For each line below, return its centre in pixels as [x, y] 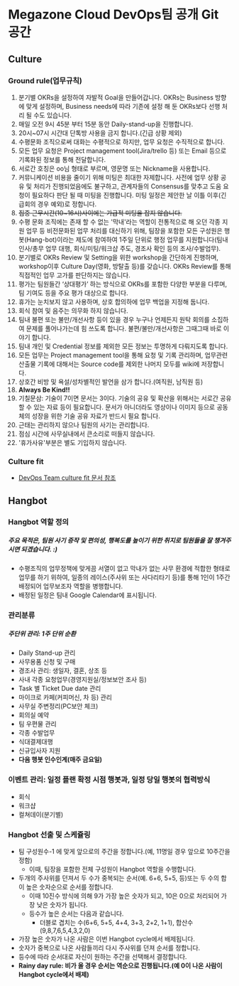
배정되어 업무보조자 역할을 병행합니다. [71, 586]
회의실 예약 [34, 715]
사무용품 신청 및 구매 [47, 662]
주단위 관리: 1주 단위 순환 [42, 633]
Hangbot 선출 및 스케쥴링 [49, 835]
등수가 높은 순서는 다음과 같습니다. [76, 913]
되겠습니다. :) [39, 550]
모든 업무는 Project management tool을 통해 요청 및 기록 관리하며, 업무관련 [123, 355]
